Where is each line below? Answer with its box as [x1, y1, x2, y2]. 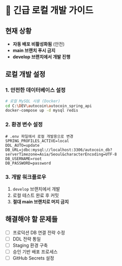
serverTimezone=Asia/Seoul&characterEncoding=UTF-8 [5, 151, 117, 157]
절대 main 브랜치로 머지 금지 [12, 198, 69, 204]
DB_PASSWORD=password [5, 161, 51, 166]
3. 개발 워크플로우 [5, 173, 47, 180]
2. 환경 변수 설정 [5, 121, 43, 128]
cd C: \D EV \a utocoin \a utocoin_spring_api [5, 103, 93, 109]
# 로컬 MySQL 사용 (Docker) [5, 98, 60, 103]
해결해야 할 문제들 [5, 215, 58, 224]
